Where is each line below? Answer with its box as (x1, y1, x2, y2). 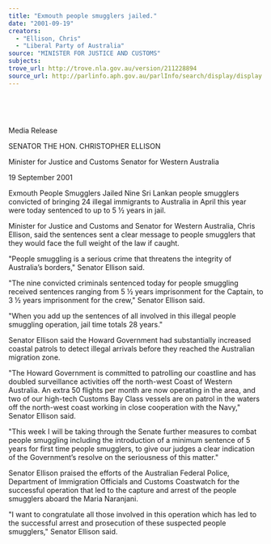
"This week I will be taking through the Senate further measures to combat (8, 426, 257, 436)
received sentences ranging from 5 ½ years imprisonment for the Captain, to (8, 286, 264, 296)
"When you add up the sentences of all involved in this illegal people (8, 310, 236, 320)
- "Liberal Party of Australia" (15, 42, 125, 50)
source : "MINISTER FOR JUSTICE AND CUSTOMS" (8, 49, 161, 57)
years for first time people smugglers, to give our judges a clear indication (8, 444, 255, 453)
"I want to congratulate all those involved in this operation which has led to (8, 509, 257, 519)
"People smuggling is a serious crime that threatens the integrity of (8, 254, 232, 264)
